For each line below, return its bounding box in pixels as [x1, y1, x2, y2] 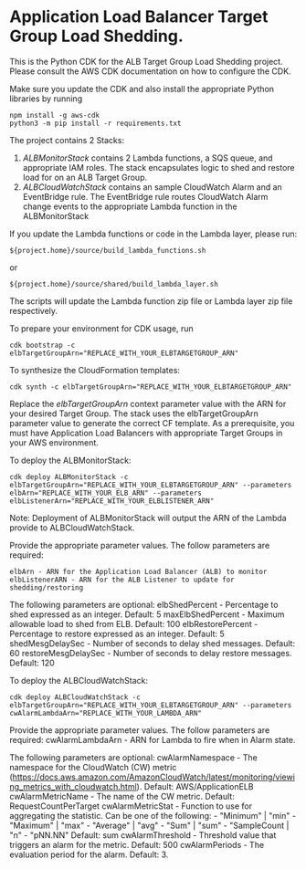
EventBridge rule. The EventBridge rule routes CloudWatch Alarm [22, 191, 269, 202]
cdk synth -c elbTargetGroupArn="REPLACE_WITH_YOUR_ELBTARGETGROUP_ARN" [9, 382, 292, 392]
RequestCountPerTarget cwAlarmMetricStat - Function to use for [9, 801, 253, 811]
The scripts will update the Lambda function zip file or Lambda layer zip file [9, 295, 293, 307]
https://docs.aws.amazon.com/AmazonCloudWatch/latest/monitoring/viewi [12, 771, 295, 782]
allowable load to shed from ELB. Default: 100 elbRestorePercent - [9, 618, 259, 629]
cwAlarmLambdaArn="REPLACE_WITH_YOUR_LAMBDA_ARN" [9, 708, 203, 717]
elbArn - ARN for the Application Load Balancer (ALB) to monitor [9, 567, 268, 576]
